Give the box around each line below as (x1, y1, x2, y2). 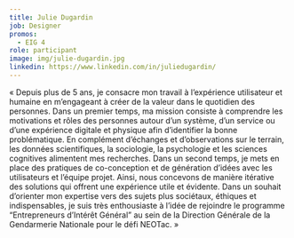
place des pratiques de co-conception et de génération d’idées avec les (9, 162, 273, 173)
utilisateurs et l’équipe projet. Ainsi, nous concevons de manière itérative (9, 171, 274, 182)
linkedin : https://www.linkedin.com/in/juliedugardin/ (9, 63, 217, 72)
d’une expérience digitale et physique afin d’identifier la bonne (9, 124, 238, 135)
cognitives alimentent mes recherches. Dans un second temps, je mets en (9, 153, 280, 163)
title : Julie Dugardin (9, 12, 93, 22)
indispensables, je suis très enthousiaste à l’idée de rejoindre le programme (9, 200, 286, 210)
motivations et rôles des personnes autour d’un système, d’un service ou (9, 115, 275, 125)
